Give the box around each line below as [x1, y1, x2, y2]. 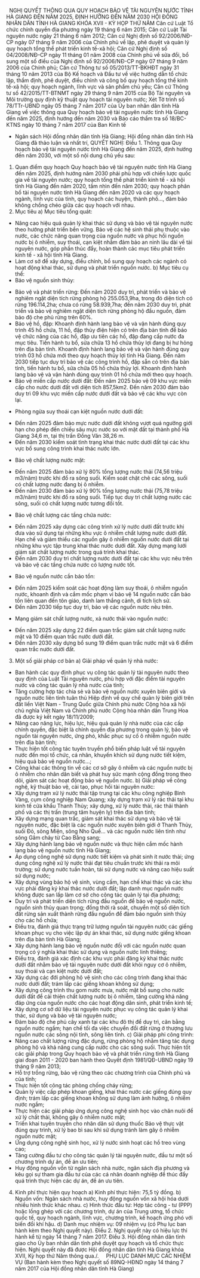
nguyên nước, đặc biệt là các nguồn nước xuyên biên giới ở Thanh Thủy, [14, 821, 193, 828]
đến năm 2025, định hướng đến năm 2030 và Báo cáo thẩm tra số [6, 115, 168, 122]
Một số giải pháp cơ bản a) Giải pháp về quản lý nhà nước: [14, 657, 158, 664]
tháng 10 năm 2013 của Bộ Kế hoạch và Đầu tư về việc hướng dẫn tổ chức [6, 71, 188, 77]
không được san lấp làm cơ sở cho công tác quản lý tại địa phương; [14, 891, 180, 898]
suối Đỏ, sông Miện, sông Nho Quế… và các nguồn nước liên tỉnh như [14, 828, 186, 835]
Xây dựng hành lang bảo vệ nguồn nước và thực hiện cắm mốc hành [14, 840, 183, 847]
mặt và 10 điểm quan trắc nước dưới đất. [14, 633, 115, 640]
